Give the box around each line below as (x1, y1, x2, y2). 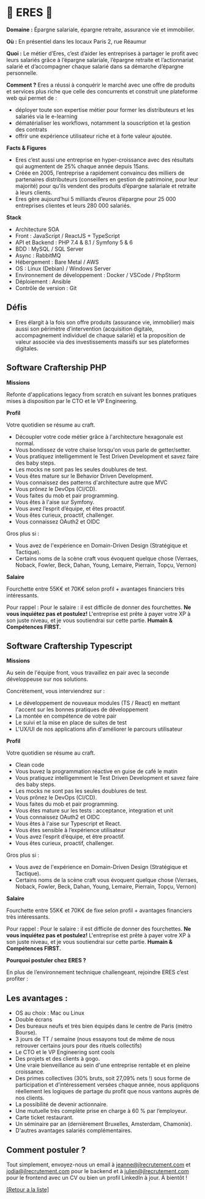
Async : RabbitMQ (15, 251, 61, 259)
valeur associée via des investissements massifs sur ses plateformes (15, 338, 190, 345)
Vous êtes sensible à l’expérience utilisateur (15, 827, 126, 834)
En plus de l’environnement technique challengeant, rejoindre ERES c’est (6, 969, 188, 976)
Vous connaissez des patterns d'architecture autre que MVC (15, 479, 168, 486)
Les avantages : (6, 993, 69, 1004)
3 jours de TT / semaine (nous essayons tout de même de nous (15, 1036, 175, 1043)
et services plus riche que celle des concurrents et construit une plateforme (6, 87, 198, 95)
